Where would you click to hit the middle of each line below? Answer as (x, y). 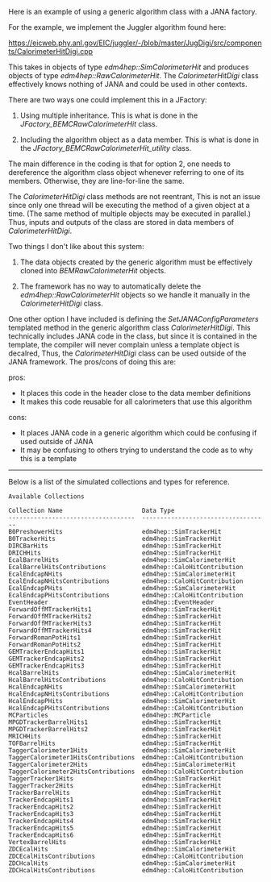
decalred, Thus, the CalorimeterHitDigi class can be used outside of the (127, 353)
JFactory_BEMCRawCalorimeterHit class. (89, 124)
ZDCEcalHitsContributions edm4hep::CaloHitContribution (126, 856)
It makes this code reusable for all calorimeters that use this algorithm (136, 401)
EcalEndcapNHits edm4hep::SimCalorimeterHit (122, 574)
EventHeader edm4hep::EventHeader (112, 602)
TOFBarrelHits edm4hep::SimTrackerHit (115, 743)
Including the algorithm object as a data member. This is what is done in (140, 139)
